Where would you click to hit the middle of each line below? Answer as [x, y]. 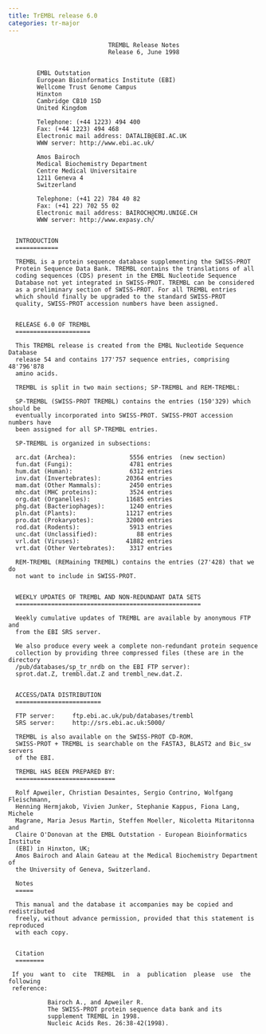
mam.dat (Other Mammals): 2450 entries [94, 485]
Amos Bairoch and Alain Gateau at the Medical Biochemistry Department [137, 855]
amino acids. [37, 373]
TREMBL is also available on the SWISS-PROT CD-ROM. [105, 737]
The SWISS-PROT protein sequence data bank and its [135, 1009]
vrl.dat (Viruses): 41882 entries [94, 541]
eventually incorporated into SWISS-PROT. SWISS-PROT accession [124, 415]
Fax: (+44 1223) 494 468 [78, 129]
